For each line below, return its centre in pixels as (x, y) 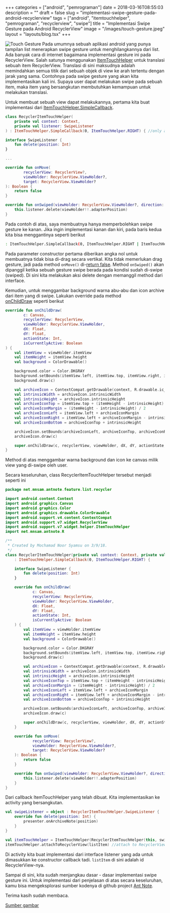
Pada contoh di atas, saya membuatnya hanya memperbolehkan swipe (79, 224)
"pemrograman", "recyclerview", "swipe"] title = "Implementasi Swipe (78, 23)
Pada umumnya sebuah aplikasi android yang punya (96, 44)
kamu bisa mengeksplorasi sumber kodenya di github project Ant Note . (79, 885)
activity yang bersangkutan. (34, 803)
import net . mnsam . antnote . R (35, 532)
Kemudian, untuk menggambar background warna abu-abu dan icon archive (85, 290)
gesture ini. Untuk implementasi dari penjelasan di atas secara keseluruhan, (84, 880)
